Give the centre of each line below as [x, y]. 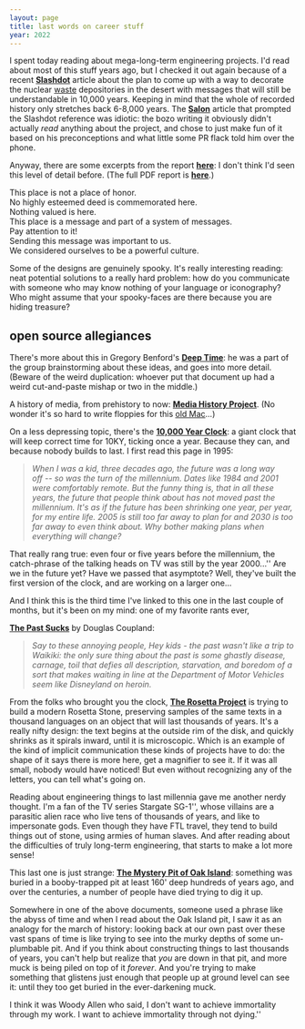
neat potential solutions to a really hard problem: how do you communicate [150, 278]
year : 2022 [30, 35]
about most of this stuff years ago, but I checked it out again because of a [148, 70]
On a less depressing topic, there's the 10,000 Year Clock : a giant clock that [153, 432]
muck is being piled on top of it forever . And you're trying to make [133, 968]
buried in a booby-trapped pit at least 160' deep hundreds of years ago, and [152, 882]
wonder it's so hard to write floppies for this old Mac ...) [112, 414]
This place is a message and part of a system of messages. [121, 222]
